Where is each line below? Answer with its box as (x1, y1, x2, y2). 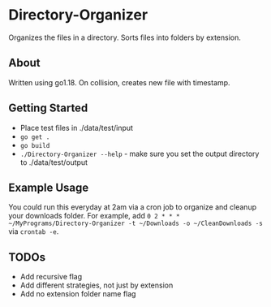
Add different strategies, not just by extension (19, 280, 174, 290)
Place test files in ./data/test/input (19, 123, 134, 132)
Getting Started (8, 102, 88, 115)
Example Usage (8, 180, 89, 194)
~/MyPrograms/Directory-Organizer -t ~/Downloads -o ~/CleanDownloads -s (8, 219, 264, 228)
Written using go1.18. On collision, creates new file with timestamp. (8, 77, 230, 87)
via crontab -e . (8, 227, 59, 236)
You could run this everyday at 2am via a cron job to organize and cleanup (8, 202, 257, 212)
